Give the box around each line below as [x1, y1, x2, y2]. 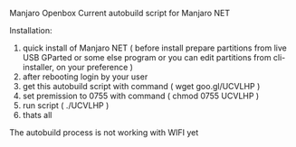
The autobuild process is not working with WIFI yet [9, 127, 199, 138]
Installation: [9, 25, 53, 35]
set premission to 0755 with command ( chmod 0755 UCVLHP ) [22, 90, 260, 101]
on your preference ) [55, 62, 134, 72]
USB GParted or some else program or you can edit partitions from [22, 52, 272, 62]
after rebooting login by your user [22, 71, 148, 82]
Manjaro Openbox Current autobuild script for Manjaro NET [9, 8, 231, 18]
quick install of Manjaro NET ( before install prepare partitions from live [22, 42, 287, 53]
